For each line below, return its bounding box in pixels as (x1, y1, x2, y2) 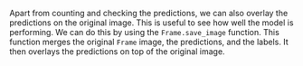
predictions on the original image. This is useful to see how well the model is (9, 17, 294, 28)
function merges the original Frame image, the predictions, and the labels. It (9, 36, 289, 47)
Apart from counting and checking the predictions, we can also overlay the (9, 8, 289, 18)
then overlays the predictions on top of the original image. (9, 46, 225, 57)
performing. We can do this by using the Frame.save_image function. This (9, 27, 280, 37)
